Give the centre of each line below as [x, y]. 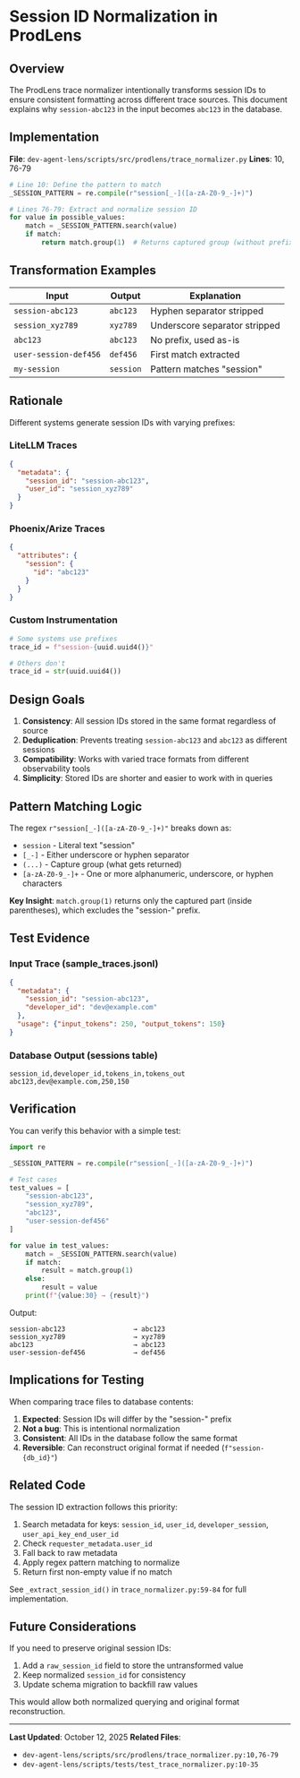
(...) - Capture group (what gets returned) [102, 864]
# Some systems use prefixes [63, 639]
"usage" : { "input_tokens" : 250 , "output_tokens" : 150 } [121, 1024]
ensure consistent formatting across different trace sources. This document [149, 99]
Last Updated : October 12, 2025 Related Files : [95, 1737]
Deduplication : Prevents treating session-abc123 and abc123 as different [154, 740]
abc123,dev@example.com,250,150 [69, 1082]
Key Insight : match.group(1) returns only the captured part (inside [131, 900]
